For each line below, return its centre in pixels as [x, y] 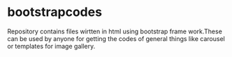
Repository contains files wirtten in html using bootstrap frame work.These [115, 31]
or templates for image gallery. [51, 46]
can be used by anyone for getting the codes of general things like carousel [116, 38]
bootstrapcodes [55, 12]
